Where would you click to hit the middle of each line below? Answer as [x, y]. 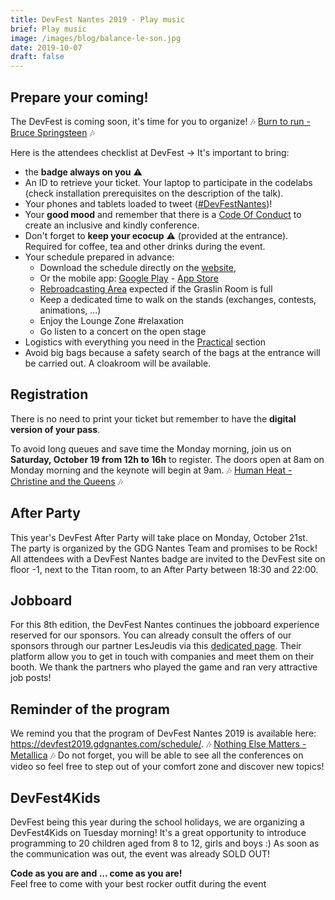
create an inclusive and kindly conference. [112, 225]
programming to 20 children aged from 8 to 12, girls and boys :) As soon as [165, 843]
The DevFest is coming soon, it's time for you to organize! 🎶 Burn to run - [160, 121]
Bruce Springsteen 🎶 [52, 132]
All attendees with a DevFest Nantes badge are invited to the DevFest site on [168, 558]
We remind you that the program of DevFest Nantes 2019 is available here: [163, 733]
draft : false [37, 57]
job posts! [31, 678]
